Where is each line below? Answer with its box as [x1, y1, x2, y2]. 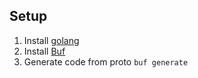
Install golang [23, 34, 80, 46]
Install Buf [23, 45, 66, 57]
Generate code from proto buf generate [23, 55, 189, 68]
